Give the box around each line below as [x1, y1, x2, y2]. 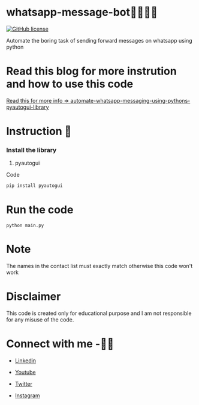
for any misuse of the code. [6, 316, 74, 323]
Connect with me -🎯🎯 [6, 337, 114, 351]
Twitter [14, 380, 33, 388]
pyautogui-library [6, 103, 49, 111]
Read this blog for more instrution [6, 64, 177, 78]
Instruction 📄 [6, 124, 72, 138]
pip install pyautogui [6, 183, 63, 189]
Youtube [14, 369, 36, 376]
